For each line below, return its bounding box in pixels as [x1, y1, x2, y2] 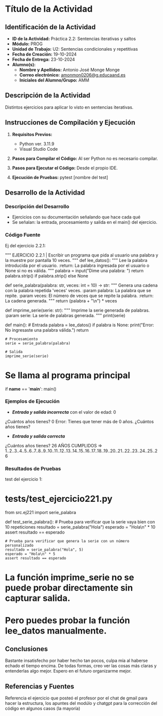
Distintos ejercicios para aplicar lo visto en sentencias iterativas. [5, 104, 134, 110]
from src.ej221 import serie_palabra [5, 510, 76, 516]
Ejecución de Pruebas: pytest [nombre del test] [12, 174, 109, 180]
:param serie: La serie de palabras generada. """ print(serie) [5, 312, 126, 318]
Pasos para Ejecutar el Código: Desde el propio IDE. [12, 165, 118, 171]
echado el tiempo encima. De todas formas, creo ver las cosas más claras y [5, 663, 157, 669]
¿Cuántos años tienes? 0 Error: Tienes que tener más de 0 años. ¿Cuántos [5, 418, 154, 424]
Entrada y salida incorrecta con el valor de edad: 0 [12, 409, 116, 415]
